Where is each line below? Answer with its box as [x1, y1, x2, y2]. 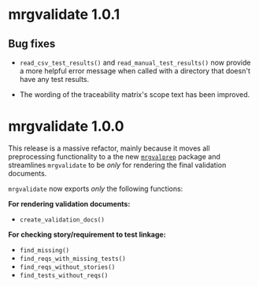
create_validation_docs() [19, 215, 105, 224]
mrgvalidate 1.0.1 [8, 6, 120, 24]
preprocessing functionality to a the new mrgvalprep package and [8, 151, 220, 161]
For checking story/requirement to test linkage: [8, 229, 167, 239]
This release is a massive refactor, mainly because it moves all [8, 143, 210, 153]
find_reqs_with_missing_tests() [19, 255, 126, 263]
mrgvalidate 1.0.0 [8, 117, 124, 136]
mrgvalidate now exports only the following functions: [8, 184, 183, 193]
